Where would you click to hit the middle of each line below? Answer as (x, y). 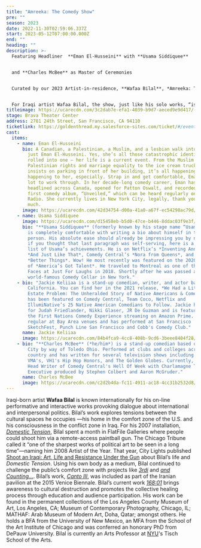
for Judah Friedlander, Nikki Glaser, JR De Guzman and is (103, 310)
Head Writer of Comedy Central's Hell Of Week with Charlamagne (109, 366)
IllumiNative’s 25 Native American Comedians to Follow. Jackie (109, 305)
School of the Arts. (29, 540)
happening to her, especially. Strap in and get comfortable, (107, 177)
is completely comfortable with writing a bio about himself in (109, 232)
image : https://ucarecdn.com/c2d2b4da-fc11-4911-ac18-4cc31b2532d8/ (109, 383)
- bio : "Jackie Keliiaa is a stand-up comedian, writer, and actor (103, 283)
